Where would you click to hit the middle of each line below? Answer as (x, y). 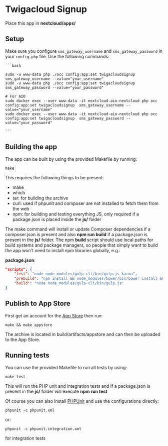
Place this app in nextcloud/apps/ (40, 23)
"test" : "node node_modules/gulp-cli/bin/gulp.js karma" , (76, 274)
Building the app (31, 147)
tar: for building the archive (40, 198)
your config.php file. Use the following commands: (57, 56)
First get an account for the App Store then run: (54, 315)
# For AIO (15, 96)
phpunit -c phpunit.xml (30, 410)
